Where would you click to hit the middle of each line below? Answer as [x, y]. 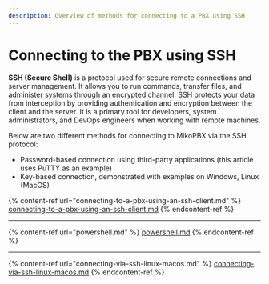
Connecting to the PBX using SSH [122, 55]
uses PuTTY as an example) [66, 168]
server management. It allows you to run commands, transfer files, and [125, 86]
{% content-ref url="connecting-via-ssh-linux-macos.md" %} [110, 263]
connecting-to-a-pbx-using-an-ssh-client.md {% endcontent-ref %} [121, 209]
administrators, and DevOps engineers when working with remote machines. [134, 120]
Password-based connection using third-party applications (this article [137, 159]
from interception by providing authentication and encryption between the [130, 103]
